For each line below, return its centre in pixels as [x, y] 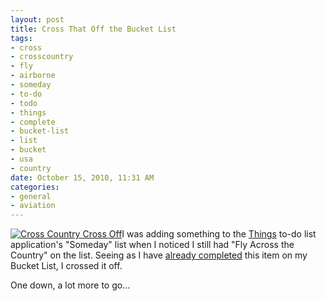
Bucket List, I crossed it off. [66, 266]
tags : [21, 38]
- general [31, 196]
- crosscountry [42, 57]
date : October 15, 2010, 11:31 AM [82, 177]
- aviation [33, 206]
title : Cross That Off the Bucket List [93, 29]
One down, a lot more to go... [70, 285]
